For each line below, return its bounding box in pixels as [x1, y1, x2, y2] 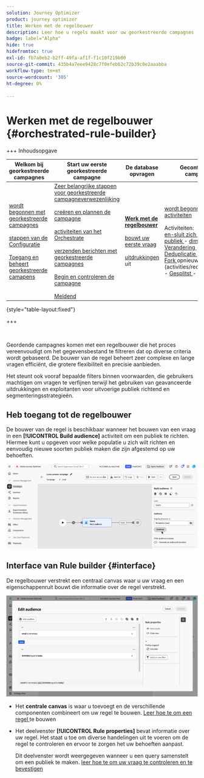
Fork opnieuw [164, 256, 199, 264]
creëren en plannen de [54, 208, 111, 216]
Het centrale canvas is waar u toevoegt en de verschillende [15, 702, 165, 710]
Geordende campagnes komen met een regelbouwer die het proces [6, 341, 176, 348]
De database [125, 164, 159, 171]
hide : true [6, 42, 34, 48]
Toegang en [8, 253, 39, 261]
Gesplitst [169, 270, 192, 277]
